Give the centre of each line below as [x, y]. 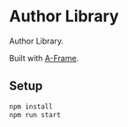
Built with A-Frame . [44, 58]
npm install [31, 107]
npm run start [35, 115]
